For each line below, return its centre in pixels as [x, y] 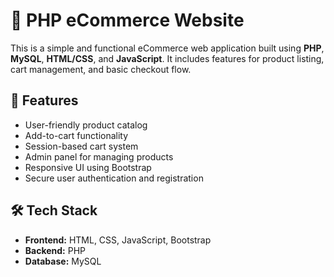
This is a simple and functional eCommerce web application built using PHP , [167, 48]
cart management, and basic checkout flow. [101, 69]
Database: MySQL [63, 261]
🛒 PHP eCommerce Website [127, 20]
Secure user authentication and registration [114, 178]
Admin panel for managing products [99, 156]
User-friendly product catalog [86, 125]
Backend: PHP [55, 250]
